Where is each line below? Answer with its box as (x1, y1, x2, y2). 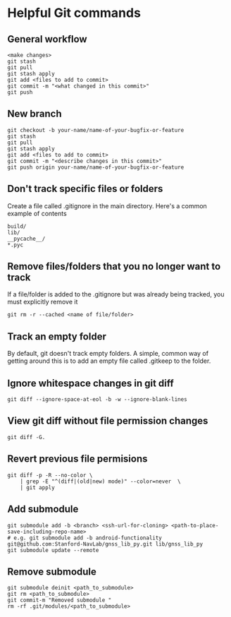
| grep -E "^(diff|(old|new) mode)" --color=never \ (20, 478, 181, 485)
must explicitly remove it (7, 298, 78, 306)
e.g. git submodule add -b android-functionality (13, 534, 162, 541)
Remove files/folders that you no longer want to (7, 260, 221, 272)
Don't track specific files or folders (7, 183, 163, 195)
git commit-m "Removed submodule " (7, 597, 112, 604)
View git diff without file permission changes (7, 415, 208, 427)
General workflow (7, 33, 87, 45)
